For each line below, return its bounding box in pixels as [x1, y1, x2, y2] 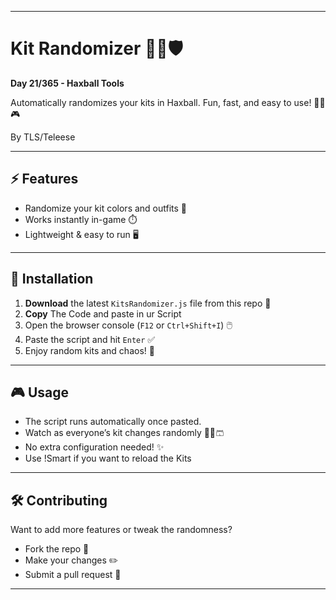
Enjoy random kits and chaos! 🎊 [24, 344, 155, 356]
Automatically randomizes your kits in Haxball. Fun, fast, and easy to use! [10, 96, 312, 108]
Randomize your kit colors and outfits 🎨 [24, 202, 188, 214]
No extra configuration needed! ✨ [24, 441, 165, 453]
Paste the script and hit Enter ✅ [24, 333, 156, 345]
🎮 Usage [10, 384, 69, 401]
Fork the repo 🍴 [24, 543, 90, 555]
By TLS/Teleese [10, 131, 76, 143]
